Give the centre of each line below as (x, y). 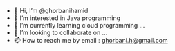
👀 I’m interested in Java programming (67, 18)
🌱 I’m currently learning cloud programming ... (79, 25)
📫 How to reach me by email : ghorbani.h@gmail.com (91, 40)
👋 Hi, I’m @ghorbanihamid (51, 11)
